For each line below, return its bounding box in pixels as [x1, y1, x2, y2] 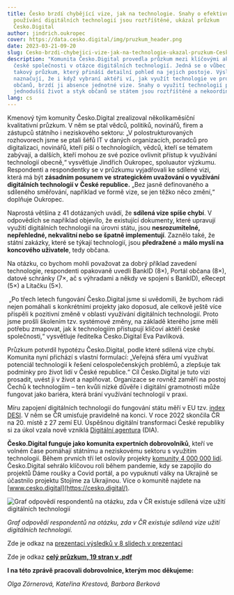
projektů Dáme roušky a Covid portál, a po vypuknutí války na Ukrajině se [7, 469, 218, 477]
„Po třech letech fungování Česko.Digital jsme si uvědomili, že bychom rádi [8, 295, 224, 303]
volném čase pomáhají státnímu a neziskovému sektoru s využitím [7, 447, 197, 455]
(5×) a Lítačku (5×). [7, 282, 63, 289]
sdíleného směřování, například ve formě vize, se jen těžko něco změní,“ [7, 188, 215, 196]
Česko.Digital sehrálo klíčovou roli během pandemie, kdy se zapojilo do [7, 462, 212, 469]
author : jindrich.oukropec [7, 29, 86, 37]
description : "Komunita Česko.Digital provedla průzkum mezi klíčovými [7, 56, 219, 63]
